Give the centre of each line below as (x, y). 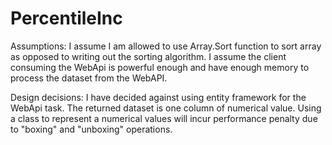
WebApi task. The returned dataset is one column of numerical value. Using (166, 108)
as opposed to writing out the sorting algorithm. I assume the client (148, 56)
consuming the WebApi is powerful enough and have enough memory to (160, 67)
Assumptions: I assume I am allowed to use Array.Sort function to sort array (166, 46)
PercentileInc (66, 18)
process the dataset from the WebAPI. (89, 78)
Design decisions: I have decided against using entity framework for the (158, 97)
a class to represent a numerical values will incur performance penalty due (164, 118)
